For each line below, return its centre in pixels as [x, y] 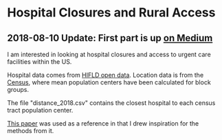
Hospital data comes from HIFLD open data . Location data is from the [106, 75]
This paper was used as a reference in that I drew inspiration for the [103, 124]
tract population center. [40, 110]
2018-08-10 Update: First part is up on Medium [110, 38]
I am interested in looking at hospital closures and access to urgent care [109, 54]
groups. [18, 90]
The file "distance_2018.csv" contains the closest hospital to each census [111, 103]
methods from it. [31, 131]
